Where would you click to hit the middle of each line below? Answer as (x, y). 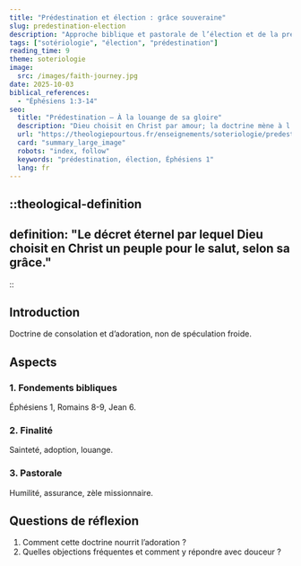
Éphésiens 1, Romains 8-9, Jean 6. (73, 407)
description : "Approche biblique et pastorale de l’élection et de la (144, 34)
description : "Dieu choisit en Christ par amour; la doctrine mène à (150, 126)
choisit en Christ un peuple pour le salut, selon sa (150, 249)
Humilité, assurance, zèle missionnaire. (82, 492)
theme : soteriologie (48, 59)
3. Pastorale (36, 474)
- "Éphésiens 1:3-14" (58, 101)
